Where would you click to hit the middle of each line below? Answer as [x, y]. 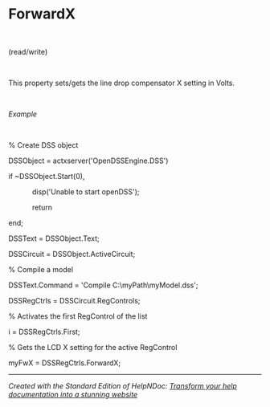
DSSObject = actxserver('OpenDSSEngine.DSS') [88, 161]
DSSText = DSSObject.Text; [54, 238]
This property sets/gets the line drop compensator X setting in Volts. [122, 83]
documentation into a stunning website [73, 394]
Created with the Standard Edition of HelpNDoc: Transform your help [123, 385]
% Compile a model [41, 269]
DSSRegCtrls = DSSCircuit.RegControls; [74, 300]
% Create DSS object [43, 144]
